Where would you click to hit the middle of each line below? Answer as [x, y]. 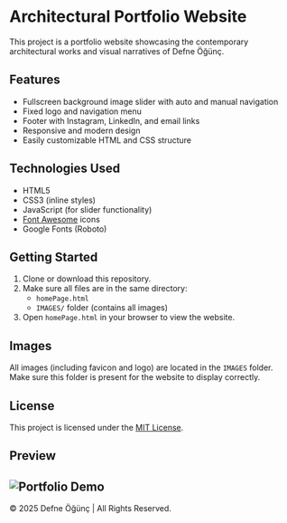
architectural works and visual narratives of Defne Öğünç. [117, 51]
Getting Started [54, 257]
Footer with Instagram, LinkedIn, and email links [111, 120]
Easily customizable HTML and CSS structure [107, 140]
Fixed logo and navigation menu [82, 111]
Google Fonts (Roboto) [65, 229]
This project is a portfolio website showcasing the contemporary [129, 42]
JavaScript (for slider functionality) [87, 209]
